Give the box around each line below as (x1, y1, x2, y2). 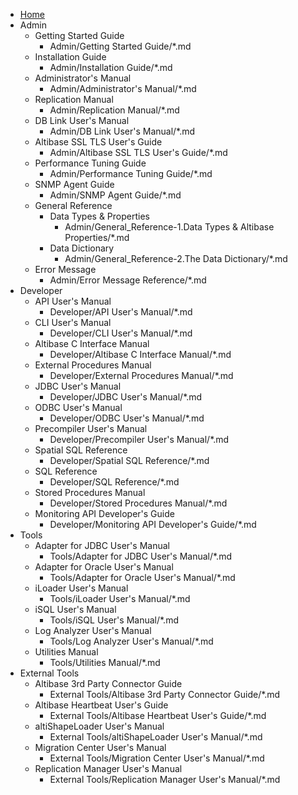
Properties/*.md (64, 232, 130, 243)
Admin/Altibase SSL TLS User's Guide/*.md (49, 147, 228, 158)
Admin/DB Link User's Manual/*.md (49, 125, 196, 137)
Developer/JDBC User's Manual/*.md (49, 391, 203, 403)
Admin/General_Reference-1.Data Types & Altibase (64, 221, 275, 233)
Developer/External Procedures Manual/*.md (49, 370, 234, 381)
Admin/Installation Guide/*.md (49, 62, 173, 73)
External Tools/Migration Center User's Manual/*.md (49, 752, 265, 764)
